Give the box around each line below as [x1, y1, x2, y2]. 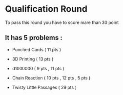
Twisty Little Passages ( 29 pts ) [12, 84, 77, 90]
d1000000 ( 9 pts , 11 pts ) [12, 65, 64, 71]
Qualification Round [5, 3, 88, 15]
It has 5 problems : [5, 34, 62, 42]
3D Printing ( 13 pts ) [12, 56, 54, 62]
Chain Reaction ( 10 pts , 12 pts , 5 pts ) [12, 75, 91, 81]
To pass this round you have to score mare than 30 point [5, 19, 119, 25]
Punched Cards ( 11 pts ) [12, 46, 61, 52]
